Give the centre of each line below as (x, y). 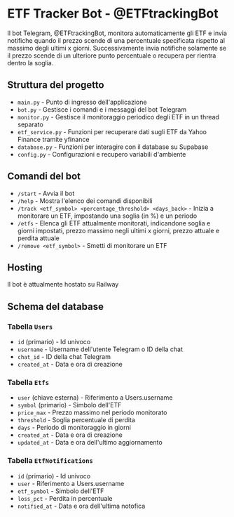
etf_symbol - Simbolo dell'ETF (61, 491)
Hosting (25, 267)
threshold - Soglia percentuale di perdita (76, 420)
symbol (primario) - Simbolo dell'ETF (69, 405)
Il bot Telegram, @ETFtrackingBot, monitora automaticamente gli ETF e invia (117, 33)
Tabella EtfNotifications (50, 461)
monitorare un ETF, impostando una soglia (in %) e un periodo (107, 216)
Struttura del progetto (56, 85)
